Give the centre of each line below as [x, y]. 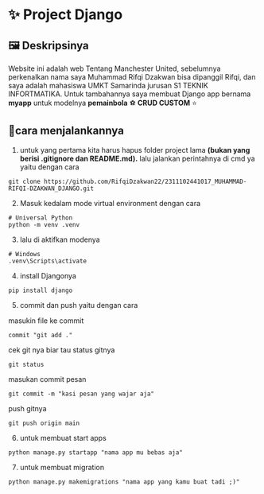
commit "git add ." [41, 335]
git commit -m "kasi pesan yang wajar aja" [82, 394]
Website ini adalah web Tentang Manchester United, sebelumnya [115, 68]
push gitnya [27, 408]
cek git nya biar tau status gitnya [62, 350]
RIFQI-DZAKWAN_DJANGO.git [51, 189]
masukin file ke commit [46, 321]
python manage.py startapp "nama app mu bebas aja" [95, 452]
